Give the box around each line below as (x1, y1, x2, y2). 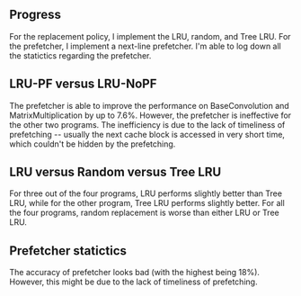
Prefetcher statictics (9, 243, 128, 258)
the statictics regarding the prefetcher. (9, 49, 152, 61)
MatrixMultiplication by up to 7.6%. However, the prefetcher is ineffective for (9, 110, 292, 121)
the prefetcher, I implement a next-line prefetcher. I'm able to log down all (9, 40, 281, 51)
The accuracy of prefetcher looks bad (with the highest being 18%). (9, 267, 261, 278)
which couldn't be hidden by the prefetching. (9, 139, 176, 149)
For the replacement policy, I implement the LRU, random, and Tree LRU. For (9, 31, 291, 41)
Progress (9, 7, 61, 22)
